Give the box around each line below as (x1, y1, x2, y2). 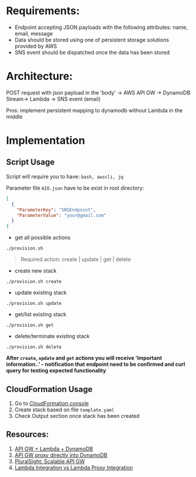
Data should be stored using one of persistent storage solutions (14, 36, 170, 43)
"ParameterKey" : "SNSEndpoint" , (16, 207, 96, 213)
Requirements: (6, 4, 80, 18)
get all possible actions (14, 234, 71, 241)
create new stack (14, 267, 57, 274)
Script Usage (6, 157, 55, 167)
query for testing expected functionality (6, 367, 107, 374)
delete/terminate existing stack (14, 333, 90, 340)
